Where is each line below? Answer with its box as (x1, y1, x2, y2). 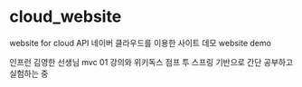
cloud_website (9, 6, 122, 27)
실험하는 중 (9, 68, 49, 79)
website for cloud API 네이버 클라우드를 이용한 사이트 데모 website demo (9, 37, 271, 48)
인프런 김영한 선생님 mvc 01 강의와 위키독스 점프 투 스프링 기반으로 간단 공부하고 (9, 56, 294, 67)
